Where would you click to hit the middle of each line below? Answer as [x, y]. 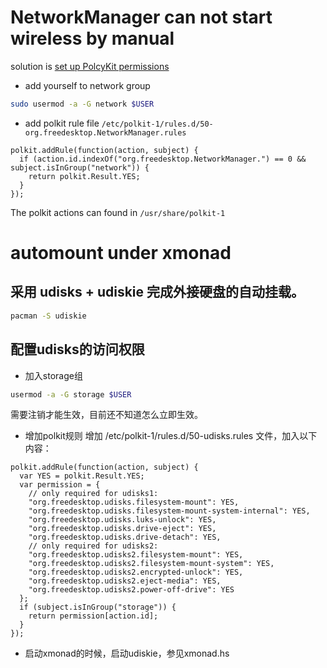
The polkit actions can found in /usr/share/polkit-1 [118, 212]
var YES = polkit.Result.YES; [82, 476]
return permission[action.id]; [93, 616]
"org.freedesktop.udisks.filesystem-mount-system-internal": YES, [169, 511]
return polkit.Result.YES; [84, 176]
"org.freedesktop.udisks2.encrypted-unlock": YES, [136, 572]
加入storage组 [53, 375]
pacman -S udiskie [48, 316]
